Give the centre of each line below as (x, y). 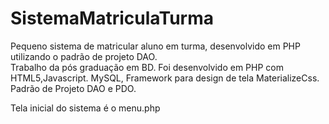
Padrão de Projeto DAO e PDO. (73, 88)
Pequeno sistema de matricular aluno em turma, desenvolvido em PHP (155, 46)
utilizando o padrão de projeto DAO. (84, 56)
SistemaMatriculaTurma (112, 18)
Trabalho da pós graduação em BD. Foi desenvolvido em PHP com (147, 67)
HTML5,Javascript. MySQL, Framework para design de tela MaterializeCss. (165, 78)
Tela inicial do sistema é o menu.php (85, 108)
